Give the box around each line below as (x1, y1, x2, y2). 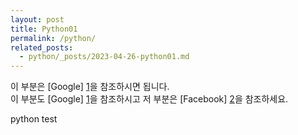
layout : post (10, 14, 65, 25)
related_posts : (10, 42, 74, 53)
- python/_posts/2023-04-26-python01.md (19, 52, 190, 62)
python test (10, 113, 58, 125)
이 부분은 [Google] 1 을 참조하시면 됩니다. (10, 81, 170, 93)
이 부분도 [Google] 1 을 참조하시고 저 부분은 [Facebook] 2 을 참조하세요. (10, 93, 289, 105)
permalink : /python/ (10, 33, 97, 43)
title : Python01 (10, 24, 78, 34)
